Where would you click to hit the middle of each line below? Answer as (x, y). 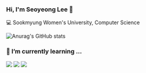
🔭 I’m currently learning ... (44, 51)
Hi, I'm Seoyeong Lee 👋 (40, 9)
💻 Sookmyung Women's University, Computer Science (73, 22)
